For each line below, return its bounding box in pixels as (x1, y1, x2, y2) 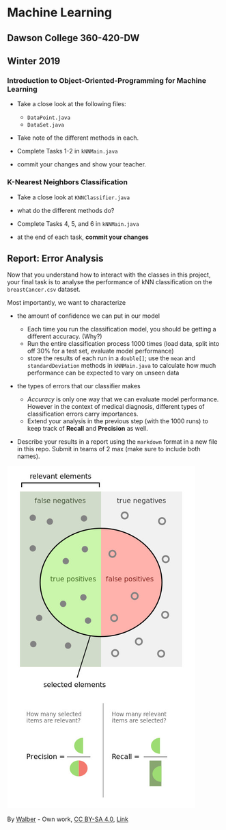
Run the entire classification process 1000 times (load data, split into (27, 340, 220, 348)
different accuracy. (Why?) (27, 332, 102, 340)
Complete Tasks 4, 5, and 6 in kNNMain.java (16, 219, 139, 227)
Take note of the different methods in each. (16, 134, 139, 142)
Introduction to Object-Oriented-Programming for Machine (7, 75, 207, 85)
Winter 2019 (7, 55, 61, 66)
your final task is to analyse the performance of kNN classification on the (7, 278, 213, 286)
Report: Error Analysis (7, 252, 104, 264)
